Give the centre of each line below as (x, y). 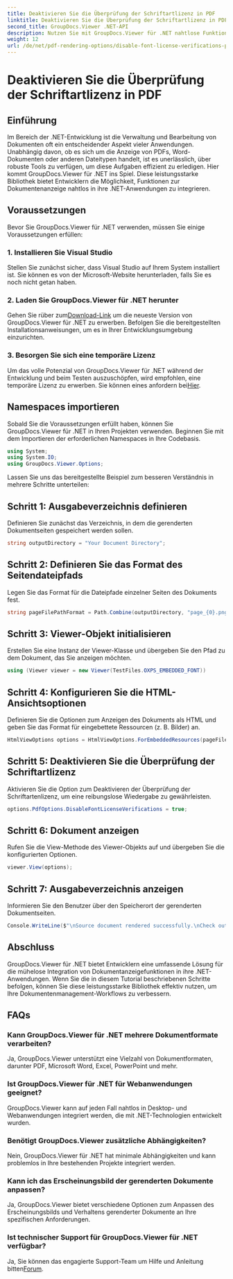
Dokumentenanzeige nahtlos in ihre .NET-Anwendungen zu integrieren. (109, 189)
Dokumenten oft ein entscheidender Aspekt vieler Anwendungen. (101, 144)
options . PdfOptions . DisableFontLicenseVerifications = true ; (97, 809)
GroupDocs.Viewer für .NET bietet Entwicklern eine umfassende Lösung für (115, 964)
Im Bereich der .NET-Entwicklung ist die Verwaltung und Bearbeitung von (112, 137)
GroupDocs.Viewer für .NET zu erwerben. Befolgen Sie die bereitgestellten (114, 322)
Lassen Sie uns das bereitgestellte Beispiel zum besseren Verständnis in (110, 477)
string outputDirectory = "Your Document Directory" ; (87, 543)
